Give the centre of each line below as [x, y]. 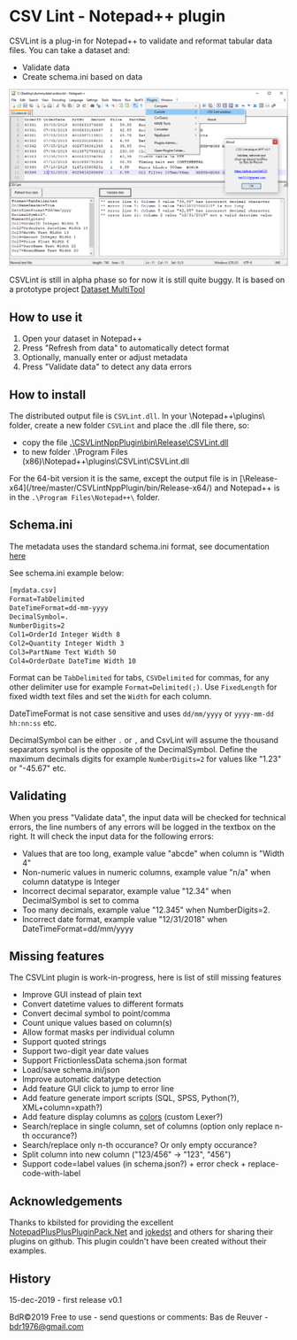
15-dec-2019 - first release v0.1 [66, 1300]
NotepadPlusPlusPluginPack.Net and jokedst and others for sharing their [141, 1232]
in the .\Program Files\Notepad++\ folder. [85, 497]
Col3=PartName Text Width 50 [63, 652]
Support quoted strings [64, 1042]
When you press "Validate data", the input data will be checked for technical [148, 817]
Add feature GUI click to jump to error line [98, 1089]
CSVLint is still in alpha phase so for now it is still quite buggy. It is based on [147, 280]
